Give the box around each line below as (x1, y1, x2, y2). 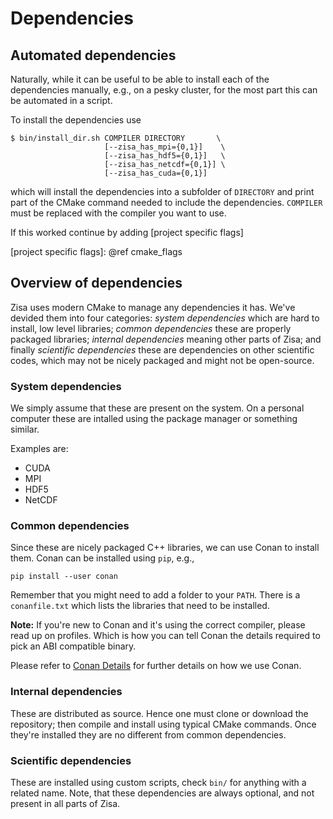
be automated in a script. (10, 95, 113, 106)
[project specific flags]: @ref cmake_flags (10, 246, 183, 257)
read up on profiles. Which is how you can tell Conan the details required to (10, 630, 321, 642)
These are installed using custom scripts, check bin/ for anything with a (10, 777, 307, 788)
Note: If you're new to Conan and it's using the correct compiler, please (10, 619, 306, 631)
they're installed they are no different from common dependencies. (10, 728, 287, 741)
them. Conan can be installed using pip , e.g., (10, 552, 195, 564)
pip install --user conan (10, 572, 118, 582)
